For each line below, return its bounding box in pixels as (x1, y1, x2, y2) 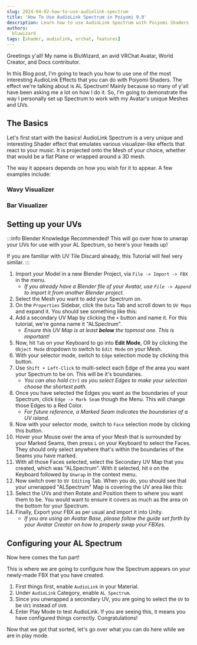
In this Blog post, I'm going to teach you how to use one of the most (6, 70, 172, 77)
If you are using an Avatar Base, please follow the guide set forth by (24, 515, 191, 522)
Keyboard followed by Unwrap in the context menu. (15, 471, 137, 478)
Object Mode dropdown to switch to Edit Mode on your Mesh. (15, 346, 162, 353)
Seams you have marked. (15, 452, 77, 459)
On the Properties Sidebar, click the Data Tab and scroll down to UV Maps (15, 302, 192, 309)
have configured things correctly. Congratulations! (15, 614, 138, 621)
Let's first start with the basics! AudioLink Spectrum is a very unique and (6, 134, 183, 141)
